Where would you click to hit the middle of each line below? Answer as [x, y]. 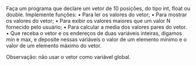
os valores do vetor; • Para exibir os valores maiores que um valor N [88, 21]
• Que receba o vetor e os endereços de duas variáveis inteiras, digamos [94, 33]
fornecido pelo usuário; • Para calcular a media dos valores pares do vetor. [97, 27]
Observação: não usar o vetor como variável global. [68, 57]
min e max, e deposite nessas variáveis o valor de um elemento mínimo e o [97, 39]
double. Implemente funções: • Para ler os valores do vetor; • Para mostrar [97, 15]
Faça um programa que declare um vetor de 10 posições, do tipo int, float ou [98, 8]
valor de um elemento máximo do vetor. [54, 46]
